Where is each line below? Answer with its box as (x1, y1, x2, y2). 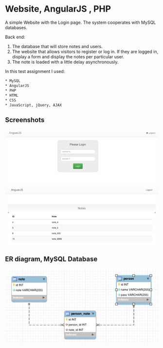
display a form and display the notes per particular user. (12, 53, 125, 59)
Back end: (5, 34, 25, 40)
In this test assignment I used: (5, 68, 65, 74)
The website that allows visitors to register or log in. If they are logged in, (12, 49, 159, 54)
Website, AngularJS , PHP (5, 3, 111, 15)
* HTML (5, 93, 18, 98)
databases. (5, 24, 28, 30)
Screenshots (5, 116, 45, 124)
